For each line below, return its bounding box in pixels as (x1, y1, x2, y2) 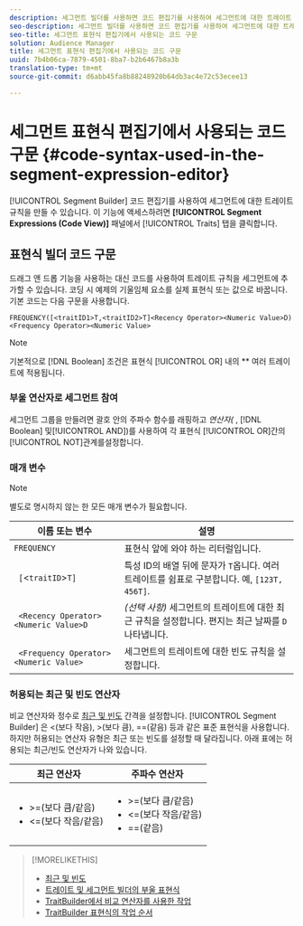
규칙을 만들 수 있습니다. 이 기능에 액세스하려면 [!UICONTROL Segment (9, 206, 262, 217)
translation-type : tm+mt (9, 64, 103, 73)
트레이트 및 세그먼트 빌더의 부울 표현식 (44, 884, 180, 895)
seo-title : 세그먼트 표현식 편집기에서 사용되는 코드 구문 (9, 30, 198, 39)
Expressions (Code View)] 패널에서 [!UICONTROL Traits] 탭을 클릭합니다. (9, 218, 278, 229)
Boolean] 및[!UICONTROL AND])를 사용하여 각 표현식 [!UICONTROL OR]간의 (9, 425, 286, 436)
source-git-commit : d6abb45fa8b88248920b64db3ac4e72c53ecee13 (9, 72, 248, 81)
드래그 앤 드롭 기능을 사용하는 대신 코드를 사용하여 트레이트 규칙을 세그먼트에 (9, 272, 280, 283)
